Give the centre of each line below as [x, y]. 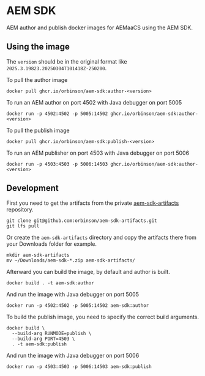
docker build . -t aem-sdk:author [50, 283]
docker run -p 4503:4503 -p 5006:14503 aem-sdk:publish [79, 367]
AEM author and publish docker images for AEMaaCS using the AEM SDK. [99, 28]
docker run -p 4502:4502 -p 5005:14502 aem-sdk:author [78, 305]
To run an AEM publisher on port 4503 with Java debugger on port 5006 [98, 153]
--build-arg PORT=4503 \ [43, 339]
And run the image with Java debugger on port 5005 [73, 294]
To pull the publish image [38, 130]
